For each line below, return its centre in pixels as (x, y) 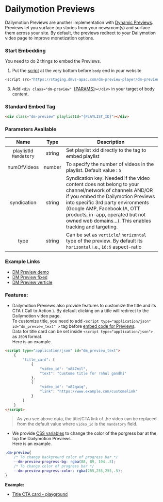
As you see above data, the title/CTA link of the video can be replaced (87, 419)
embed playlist (83, 156)
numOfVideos (23, 167)
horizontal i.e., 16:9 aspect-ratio (104, 247)
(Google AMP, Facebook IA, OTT (103, 208)
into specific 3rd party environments (108, 202)
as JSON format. (27, 336)
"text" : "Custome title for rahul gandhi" (83, 373)
